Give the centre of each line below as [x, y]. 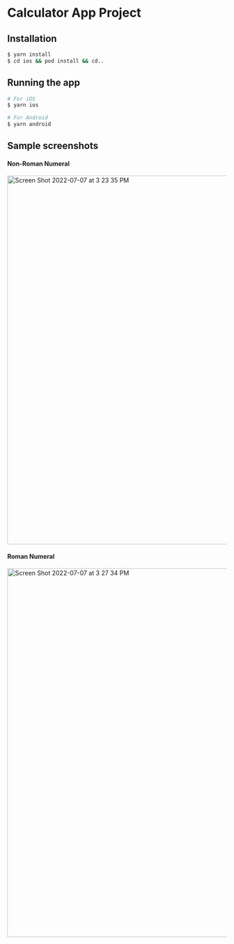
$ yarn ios [23, 105]
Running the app [44, 83]
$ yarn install [29, 54]
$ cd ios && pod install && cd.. [56, 61]
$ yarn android [29, 124]
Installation [32, 39]
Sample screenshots [53, 146]
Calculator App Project [74, 13]
